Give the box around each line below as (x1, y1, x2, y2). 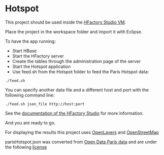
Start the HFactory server (12, 53, 64, 59)
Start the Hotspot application (12, 63, 71, 69)
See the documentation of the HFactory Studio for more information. (5, 110, 144, 116)
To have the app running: (5, 38, 56, 44)
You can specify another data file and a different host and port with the (5, 87, 149, 93)
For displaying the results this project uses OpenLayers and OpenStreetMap (5, 129, 159, 135)
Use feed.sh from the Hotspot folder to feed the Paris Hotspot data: (12, 68, 149, 74)
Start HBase (12, 48, 37, 54)
